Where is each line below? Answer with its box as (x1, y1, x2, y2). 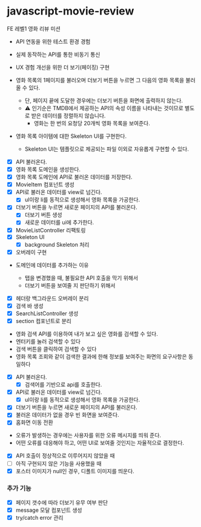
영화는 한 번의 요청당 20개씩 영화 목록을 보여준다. (33, 119, 150, 126)
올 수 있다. (15, 83, 41, 91)
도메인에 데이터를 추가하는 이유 (15, 261, 89, 269)
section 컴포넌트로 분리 (15, 317, 72, 324)
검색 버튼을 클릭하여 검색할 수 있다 (15, 345, 97, 352)
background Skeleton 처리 (24, 241, 90, 248)
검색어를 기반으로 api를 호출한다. (24, 381, 102, 388)
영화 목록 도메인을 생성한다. (15, 166, 81, 173)
